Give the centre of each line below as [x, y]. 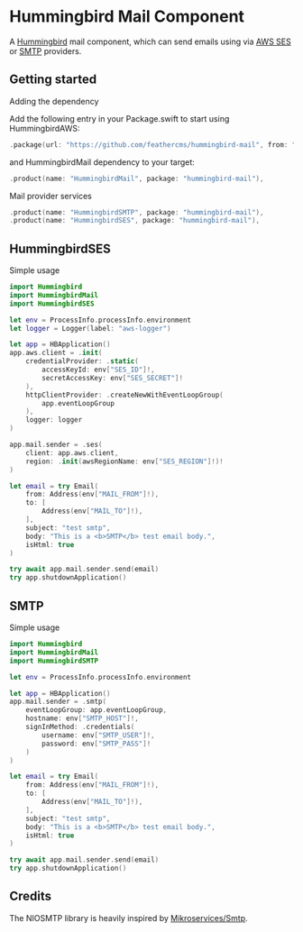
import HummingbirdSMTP [54, 661]
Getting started [53, 80]
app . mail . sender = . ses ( [56, 445]
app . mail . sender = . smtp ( [58, 702]
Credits [31, 896]
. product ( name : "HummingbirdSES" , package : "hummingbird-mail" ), [134, 221]
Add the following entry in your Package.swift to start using [119, 118]
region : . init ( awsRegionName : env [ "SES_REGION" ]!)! [124, 461]
